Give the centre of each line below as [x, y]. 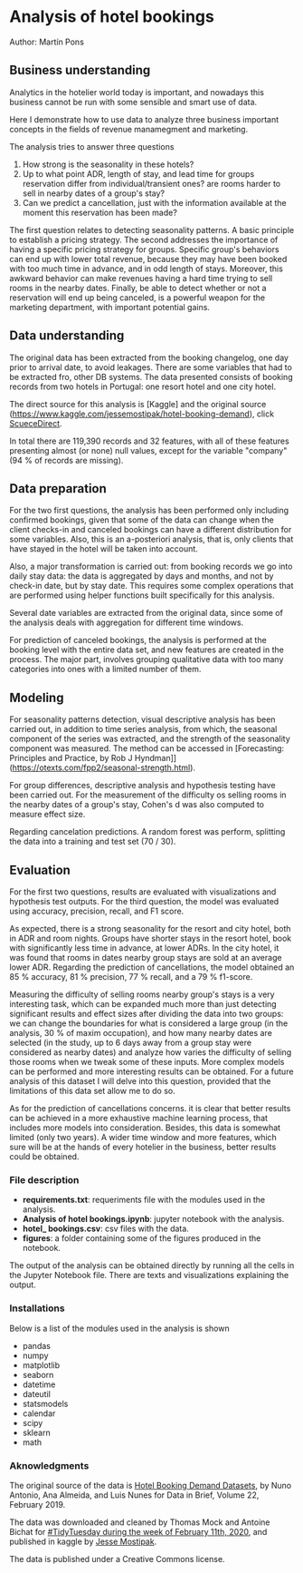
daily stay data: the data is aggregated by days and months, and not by [142, 576]
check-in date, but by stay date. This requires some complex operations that [151, 586]
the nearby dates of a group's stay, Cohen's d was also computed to [137, 805]
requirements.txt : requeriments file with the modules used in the [143, 1200]
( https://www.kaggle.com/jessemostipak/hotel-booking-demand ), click [142, 414]
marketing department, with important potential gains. [110, 307]
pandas [37, 1345]
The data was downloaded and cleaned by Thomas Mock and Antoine [140, 1522]
